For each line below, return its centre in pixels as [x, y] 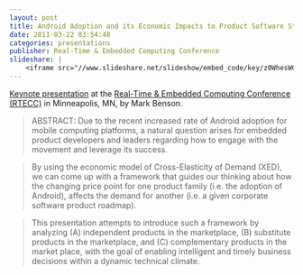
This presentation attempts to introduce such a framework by [145, 223]
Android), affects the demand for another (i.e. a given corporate [150, 196]
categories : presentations [60, 43]
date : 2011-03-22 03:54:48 [60, 34]
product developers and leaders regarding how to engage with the [155, 140]
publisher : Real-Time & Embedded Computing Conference [115, 51]
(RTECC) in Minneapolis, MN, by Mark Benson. [96, 103]
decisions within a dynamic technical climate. [115, 261]
